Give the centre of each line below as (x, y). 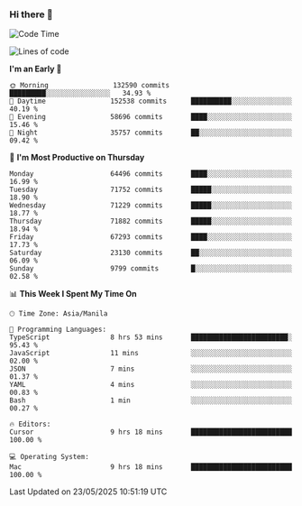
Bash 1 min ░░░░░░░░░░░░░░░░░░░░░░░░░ (151, 400)
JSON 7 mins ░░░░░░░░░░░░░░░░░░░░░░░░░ (151, 369)
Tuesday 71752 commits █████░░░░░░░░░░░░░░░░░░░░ (151, 190)
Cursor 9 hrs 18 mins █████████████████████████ (151, 432)
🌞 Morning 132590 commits (89, 86)
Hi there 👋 (32, 14)
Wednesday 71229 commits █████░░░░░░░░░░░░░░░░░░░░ (151, 206)
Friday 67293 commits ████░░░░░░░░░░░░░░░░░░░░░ (151, 237)
